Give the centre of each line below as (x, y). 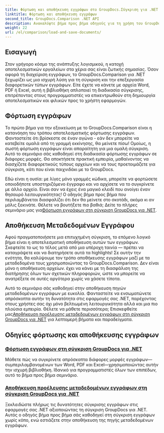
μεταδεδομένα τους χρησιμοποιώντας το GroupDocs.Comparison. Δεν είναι (82, 263)
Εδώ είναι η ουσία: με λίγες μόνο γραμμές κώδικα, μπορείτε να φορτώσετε (81, 179)
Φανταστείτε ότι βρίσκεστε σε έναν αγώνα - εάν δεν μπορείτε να (72, 138)
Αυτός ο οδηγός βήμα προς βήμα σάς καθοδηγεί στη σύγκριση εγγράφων (80, 415)
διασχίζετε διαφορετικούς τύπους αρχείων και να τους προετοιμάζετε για (80, 164)
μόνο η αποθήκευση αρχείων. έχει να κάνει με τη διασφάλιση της (72, 268)
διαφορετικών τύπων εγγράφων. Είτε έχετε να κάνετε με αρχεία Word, (77, 85)
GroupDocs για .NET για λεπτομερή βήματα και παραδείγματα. (69, 319)
